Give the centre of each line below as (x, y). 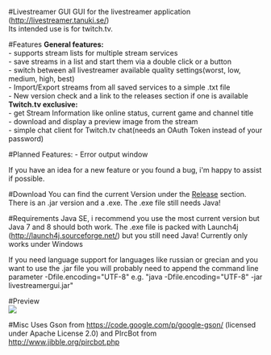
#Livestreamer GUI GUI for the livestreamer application (100, 12)
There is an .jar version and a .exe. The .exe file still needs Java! (115, 203)
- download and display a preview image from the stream (103, 121)
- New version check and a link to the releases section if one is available (128, 96)
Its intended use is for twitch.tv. (60, 29)
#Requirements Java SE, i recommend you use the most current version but (134, 218)
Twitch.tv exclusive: (43, 104)
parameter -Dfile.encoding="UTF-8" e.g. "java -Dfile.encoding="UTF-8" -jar (135, 277)
